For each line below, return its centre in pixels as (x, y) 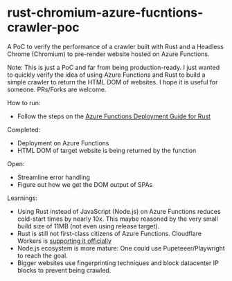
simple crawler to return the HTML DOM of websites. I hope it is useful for (113, 82)
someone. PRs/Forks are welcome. (57, 89)
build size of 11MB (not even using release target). (88, 226)
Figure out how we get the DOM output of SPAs (85, 184)
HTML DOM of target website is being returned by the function (107, 150)
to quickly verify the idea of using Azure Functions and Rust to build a (106, 75)
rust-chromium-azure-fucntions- (105, 13)
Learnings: (23, 198)
